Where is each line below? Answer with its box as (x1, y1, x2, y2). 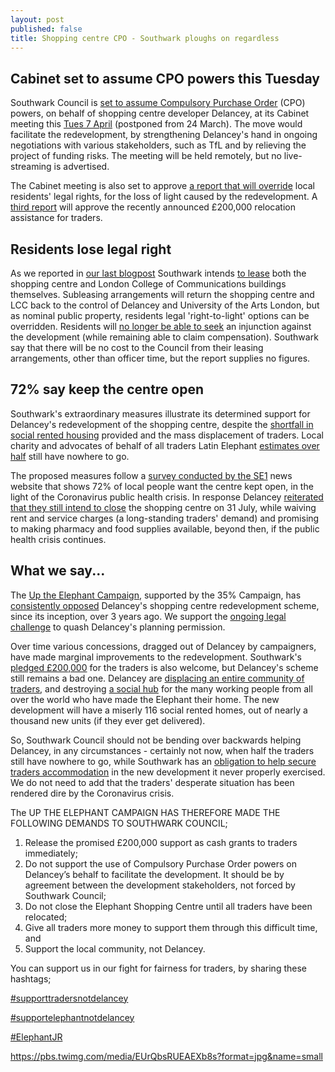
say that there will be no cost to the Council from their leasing (10, 342, 264, 353)
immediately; (24, 847, 78, 859)
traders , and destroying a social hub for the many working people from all (10, 682, 313, 695)
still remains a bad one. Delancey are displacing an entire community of (10, 672, 305, 684)
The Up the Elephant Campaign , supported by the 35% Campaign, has (10, 589, 302, 601)
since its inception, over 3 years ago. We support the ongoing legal (10, 610, 287, 622)
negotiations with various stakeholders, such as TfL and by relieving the (10, 139, 307, 151)
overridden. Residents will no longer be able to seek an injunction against (10, 321, 312, 332)
